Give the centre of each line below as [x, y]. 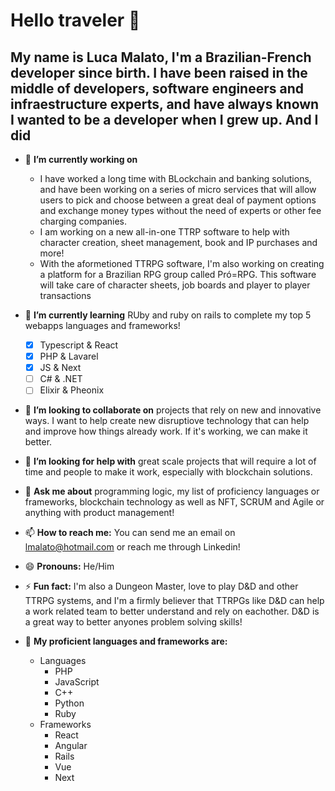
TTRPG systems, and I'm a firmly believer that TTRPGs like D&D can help [174, 601]
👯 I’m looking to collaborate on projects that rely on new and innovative [173, 410]
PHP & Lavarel [69, 356]
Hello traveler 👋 [75, 20]
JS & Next [60, 368]
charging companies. [83, 221]
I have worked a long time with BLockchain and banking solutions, [175, 178]
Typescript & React [79, 345]
